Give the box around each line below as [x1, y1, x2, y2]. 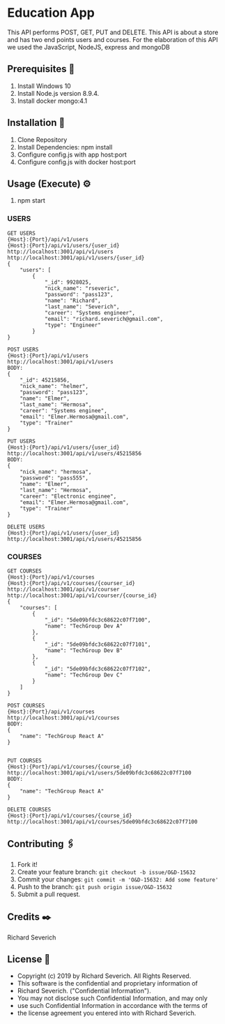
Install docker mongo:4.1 [17, 96, 88, 105]
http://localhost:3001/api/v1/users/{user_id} [7, 254, 145, 261]
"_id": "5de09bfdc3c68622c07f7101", [44, 641, 151, 648]
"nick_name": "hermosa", [20, 468, 92, 475]
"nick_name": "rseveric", [44, 284, 120, 291]
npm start [17, 196, 45, 205]
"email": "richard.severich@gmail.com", [44, 315, 164, 322]
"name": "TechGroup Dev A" [44, 622, 123, 630]
